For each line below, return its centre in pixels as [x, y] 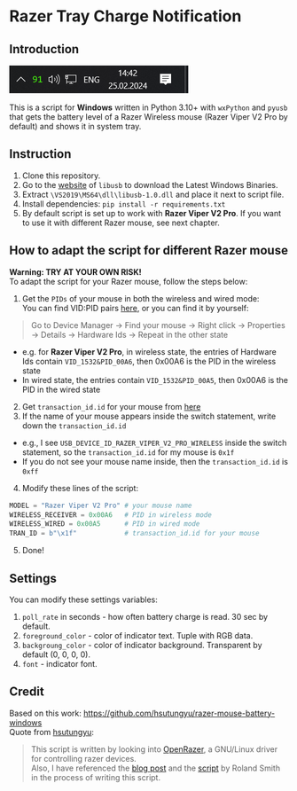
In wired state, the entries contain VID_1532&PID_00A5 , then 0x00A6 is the [155, 380]
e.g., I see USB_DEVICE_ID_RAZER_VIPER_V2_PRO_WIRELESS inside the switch [154, 442]
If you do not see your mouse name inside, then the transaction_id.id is [155, 461]
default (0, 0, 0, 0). [56, 654]
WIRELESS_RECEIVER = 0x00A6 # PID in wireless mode [111, 515]
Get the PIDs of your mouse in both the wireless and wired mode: [141, 298]
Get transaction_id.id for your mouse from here [111, 406]
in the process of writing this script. [96, 777]
